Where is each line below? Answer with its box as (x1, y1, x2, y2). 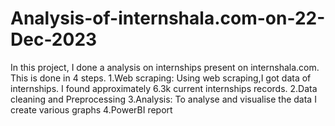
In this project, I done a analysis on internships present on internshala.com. (10, 61, 320, 73)
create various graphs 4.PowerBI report (10, 103, 173, 116)
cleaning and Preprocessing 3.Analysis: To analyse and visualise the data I (10, 93, 317, 105)
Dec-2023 (10, 28, 98, 51)
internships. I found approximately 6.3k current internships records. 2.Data (10, 82, 318, 94)
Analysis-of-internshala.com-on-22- (10, 7, 326, 30)
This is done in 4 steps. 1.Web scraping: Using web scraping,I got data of (10, 72, 312, 84)
